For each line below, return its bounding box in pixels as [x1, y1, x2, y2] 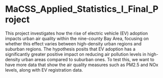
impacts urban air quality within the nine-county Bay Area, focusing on [5, 36, 149, 41]
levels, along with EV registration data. [5, 67, 83, 73]
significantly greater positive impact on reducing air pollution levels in [5, 51, 147, 57]
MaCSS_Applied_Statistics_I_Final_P [5, 3, 159, 15]
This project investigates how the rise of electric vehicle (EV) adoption [5, 30, 148, 36]
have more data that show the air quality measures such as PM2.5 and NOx [5, 62, 159, 68]
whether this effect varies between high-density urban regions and [5, 40, 142, 46]
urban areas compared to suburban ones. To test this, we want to [21, 56, 155, 62]
